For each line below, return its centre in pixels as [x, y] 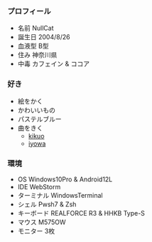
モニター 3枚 [36, 231]
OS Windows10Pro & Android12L [65, 179]
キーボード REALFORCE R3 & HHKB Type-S [81, 213]
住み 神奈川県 [37, 55]
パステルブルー [39, 119]
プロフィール [29, 11]
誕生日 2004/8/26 [44, 37]
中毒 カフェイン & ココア [54, 64]
